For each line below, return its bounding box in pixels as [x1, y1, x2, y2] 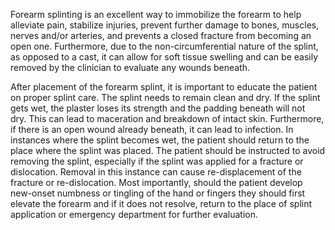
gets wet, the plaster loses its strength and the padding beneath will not [10, 102, 306, 114]
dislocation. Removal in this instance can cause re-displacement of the [10, 166, 302, 178]
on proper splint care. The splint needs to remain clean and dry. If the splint [10, 92, 321, 103]
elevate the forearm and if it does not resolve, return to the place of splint [10, 198, 313, 209]
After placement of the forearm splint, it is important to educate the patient [10, 81, 318, 93]
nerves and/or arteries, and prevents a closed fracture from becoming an [10, 30, 312, 41]
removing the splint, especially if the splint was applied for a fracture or [10, 155, 304, 167]
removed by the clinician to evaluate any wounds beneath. [10, 62, 251, 73]
